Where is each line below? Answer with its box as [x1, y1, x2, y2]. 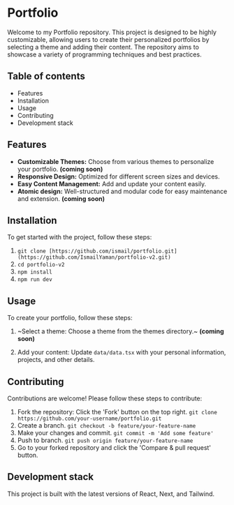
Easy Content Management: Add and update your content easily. [17, 179, 207, 188]
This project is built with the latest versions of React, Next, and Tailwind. [7, 490, 215, 498]
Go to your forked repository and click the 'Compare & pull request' [17, 444, 212, 451]
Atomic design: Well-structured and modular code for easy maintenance [17, 187, 228, 195]
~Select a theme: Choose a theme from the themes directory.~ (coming [17, 327, 225, 336]
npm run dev [17, 276, 52, 283]
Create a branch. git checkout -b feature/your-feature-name [17, 421, 196, 430]
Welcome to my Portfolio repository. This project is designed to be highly [7, 28, 217, 36]
